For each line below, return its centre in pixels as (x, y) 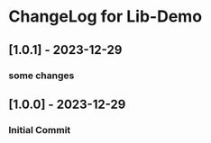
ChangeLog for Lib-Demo (105, 17)
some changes (41, 76)
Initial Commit (40, 130)
